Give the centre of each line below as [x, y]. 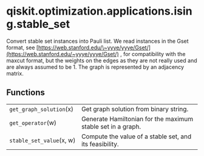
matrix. [15, 73]
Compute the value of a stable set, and [136, 136]
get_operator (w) [33, 122]
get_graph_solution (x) [42, 109]
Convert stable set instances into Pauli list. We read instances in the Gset [98, 41]
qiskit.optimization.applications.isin [99, 11]
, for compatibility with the [153, 54]
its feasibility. [100, 144]
